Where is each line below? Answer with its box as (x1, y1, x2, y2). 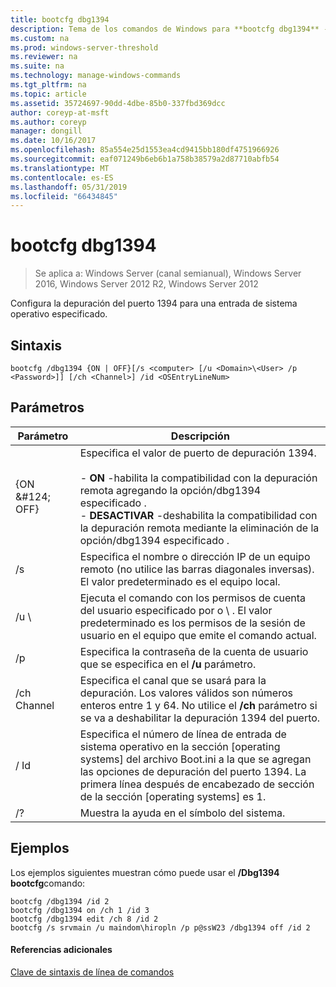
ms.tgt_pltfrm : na (10, 80, 87, 90)
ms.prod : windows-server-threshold (10, 42, 159, 53)
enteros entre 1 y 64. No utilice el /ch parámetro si (79, 698, 318, 712)
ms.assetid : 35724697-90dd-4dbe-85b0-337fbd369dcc (10, 98, 226, 108)
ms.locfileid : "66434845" (10, 191, 118, 201)
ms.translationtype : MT (10, 163, 110, 173)
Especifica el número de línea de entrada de (79, 727, 287, 741)
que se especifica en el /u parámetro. (79, 657, 257, 671)
